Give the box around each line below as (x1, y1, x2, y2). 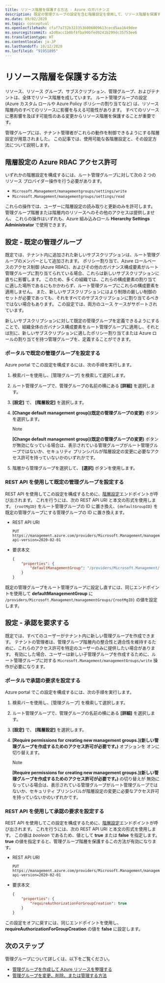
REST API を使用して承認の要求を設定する (5, 808, 105, 815)
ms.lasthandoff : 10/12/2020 (5, 44, 63, 49)
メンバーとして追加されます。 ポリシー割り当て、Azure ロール (22, 258, 148, 264)
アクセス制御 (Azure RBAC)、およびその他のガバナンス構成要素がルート (13, 264, 159, 270)
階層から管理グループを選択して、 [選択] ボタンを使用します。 (12, 465, 137, 471)
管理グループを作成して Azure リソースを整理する (12, 966, 112, 972)
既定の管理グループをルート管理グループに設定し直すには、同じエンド (5, 584, 147, 590)
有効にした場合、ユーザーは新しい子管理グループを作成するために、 (14, 651, 152, 657)
